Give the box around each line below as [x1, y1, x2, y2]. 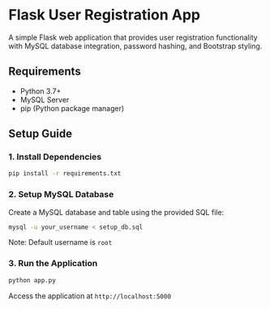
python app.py [8, 276, 57, 285]
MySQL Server [19, 95, 70, 105]
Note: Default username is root [8, 238, 113, 247]
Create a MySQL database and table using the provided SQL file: [8, 207, 225, 217]
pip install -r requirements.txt [8, 170, 122, 178]
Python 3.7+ [19, 86, 62, 96]
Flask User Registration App [8, 6, 201, 24]
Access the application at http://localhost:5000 [8, 290, 172, 301]
